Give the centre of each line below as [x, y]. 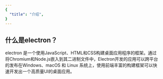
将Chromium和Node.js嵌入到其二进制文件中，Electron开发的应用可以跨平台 [81, 59]
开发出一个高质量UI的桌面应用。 [42, 72]
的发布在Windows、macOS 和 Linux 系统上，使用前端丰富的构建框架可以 [79, 65]
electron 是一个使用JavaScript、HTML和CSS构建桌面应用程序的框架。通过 [81, 53]
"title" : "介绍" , [27, 14]
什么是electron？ [31, 40]
